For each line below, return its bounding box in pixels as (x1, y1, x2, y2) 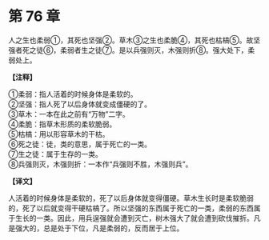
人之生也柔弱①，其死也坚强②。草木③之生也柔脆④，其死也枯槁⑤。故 (8, 35, 254, 45)
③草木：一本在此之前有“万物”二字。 (8, 109, 130, 118)
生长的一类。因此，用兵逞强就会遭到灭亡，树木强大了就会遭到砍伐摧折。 (14, 213, 254, 222)
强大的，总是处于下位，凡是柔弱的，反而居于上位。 (14, 223, 184, 233)
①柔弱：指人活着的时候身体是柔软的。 (8, 89, 138, 98)
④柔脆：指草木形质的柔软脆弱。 (8, 119, 117, 129)
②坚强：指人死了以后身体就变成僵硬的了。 (8, 99, 152, 109)
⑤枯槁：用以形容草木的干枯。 (8, 129, 110, 138)
